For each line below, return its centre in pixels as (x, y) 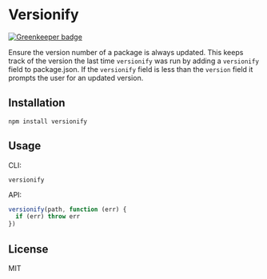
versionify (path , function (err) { (68, 209)
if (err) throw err (48, 217)
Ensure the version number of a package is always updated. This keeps (126, 52)
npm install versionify (48, 122)
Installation (37, 103)
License (28, 249)
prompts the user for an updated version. (76, 78)
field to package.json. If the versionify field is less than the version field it (131, 69)
